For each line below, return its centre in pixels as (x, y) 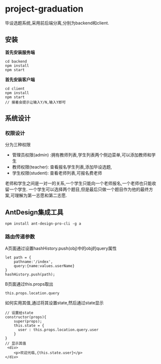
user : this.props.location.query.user (58, 330)
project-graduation (44, 9)
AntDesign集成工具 (34, 212)
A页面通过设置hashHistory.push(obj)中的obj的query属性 (61, 248)
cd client (15, 89)
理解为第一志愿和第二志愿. (41, 196)
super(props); (28, 321)
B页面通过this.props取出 (29, 284)
